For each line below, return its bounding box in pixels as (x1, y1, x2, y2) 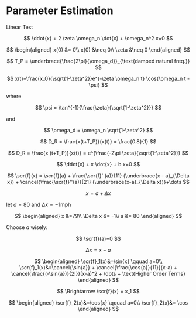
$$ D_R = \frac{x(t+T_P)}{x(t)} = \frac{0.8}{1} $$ (40, 138, 157, 145)
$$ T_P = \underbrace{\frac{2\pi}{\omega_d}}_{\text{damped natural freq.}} (6, 57, 190, 64)
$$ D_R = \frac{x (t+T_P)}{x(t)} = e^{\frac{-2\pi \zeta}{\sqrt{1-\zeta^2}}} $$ (8, 149, 189, 156)
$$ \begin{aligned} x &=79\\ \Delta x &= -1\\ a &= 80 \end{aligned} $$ (14, 212, 183, 219)
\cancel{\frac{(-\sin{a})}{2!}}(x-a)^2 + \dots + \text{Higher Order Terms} (11, 270, 185, 277)
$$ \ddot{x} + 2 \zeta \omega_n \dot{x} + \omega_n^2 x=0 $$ (23, 35, 173, 42)
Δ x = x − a (85, 246, 111, 253)
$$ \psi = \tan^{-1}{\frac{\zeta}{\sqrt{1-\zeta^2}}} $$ (35, 104, 162, 111)
